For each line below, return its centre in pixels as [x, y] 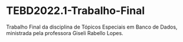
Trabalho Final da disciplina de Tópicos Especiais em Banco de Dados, [92, 27]
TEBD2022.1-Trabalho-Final [76, 11]
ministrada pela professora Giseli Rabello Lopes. [65, 33]
